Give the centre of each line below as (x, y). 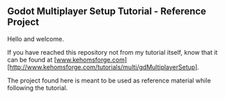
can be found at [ (32, 60)
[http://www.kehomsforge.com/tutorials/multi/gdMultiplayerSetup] (102, 67)
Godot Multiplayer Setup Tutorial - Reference (107, 11)
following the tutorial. (38, 88)
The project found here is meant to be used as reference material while (109, 80)
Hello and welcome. (36, 39)
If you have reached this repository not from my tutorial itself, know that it (113, 52)
